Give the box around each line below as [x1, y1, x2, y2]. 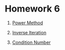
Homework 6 [5, 3, 60, 15]
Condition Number [12, 39, 51, 45]
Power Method [12, 20, 44, 26]
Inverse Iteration [12, 29, 47, 35]
